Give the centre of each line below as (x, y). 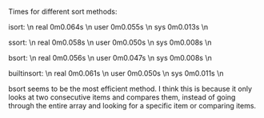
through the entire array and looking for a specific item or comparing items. (132, 106)
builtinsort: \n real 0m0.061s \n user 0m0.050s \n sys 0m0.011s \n (116, 73)
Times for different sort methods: (63, 12)
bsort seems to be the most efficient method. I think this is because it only (130, 88)
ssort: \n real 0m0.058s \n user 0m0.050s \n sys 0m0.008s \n (110, 42)
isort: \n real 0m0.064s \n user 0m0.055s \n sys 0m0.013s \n (108, 27)
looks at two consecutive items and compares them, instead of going (122, 97)
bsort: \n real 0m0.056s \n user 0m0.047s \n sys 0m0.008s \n (110, 58)
